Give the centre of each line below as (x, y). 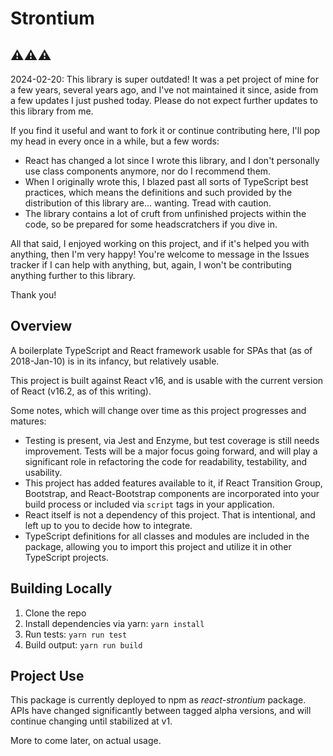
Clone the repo (55, 613)
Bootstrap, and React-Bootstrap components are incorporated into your (172, 493)
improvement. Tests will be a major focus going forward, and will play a (171, 451)
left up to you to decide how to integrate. (108, 525)
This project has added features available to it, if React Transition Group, (173, 483)
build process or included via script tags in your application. (149, 504)
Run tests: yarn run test (76, 634)
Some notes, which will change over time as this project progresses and (158, 410)
